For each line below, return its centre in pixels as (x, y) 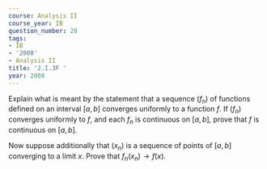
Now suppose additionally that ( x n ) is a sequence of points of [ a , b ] (120, 146)
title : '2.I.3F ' (38, 68)
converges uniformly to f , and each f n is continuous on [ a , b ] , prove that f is (134, 120)
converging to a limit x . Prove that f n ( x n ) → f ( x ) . (87, 157)
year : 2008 (27, 76)
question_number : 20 (43, 31)
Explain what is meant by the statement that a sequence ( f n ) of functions (129, 99)
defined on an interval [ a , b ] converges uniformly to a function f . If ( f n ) (125, 110)
